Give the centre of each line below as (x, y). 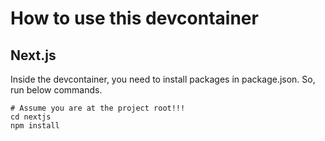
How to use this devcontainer (134, 18)
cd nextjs (31, 117)
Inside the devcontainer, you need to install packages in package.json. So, (163, 79)
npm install (35, 126)
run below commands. (56, 90)
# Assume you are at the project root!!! (98, 108)
